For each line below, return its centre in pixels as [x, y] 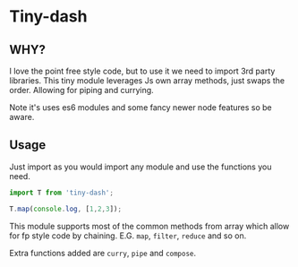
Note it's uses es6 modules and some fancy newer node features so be [140, 108]
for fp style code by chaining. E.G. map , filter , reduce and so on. [128, 236]
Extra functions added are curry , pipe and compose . [103, 253]
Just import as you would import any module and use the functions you [140, 167]
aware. [22, 117]
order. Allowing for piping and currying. [81, 90]
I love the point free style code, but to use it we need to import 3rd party [142, 71]
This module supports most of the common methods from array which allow [149, 226]
